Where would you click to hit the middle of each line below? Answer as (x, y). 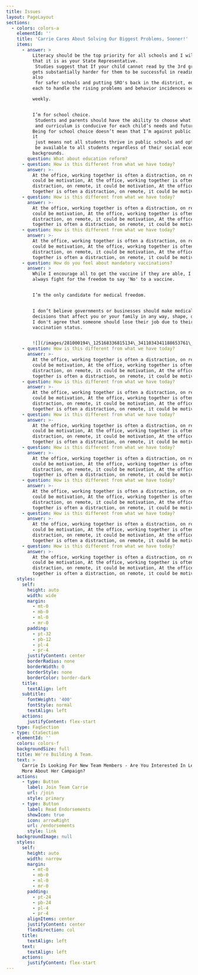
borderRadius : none (51, 661)
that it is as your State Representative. (85, 61)
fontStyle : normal (50, 705)
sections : (18, 22)
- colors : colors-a (35, 28)
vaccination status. (57, 327)
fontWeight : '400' (50, 700)
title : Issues (24, 12)
